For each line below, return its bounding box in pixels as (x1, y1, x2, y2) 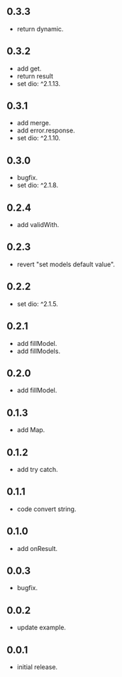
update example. (16, 623, 67, 632)
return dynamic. (16, 24, 64, 33)
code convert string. (16, 505, 77, 513)
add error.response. (16, 126, 75, 135)
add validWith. (16, 221, 60, 229)
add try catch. (16, 465, 58, 473)
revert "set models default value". (16, 260, 115, 268)
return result (16, 71, 54, 80)
